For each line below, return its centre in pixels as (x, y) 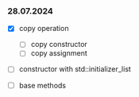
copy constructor (59, 45)
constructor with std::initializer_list (75, 69)
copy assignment (59, 53)
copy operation (44, 29)
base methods (42, 85)
